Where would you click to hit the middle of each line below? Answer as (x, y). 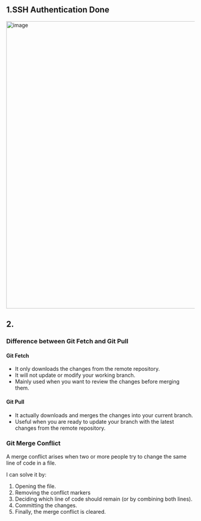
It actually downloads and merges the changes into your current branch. (104, 415)
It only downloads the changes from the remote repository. (87, 369)
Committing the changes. (46, 505)
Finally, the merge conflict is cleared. (60, 511)
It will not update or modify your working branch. (75, 375)
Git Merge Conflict (33, 444)
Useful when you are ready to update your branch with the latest (95, 421)
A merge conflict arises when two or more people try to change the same (96, 456)
